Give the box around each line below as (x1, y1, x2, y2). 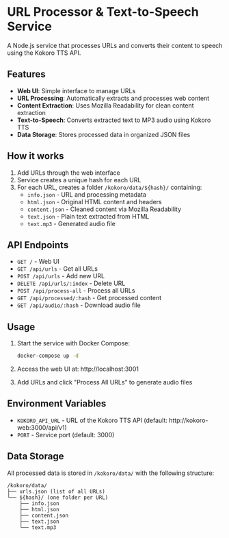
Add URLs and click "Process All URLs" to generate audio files (16, 378, 193, 387)
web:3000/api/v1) (16, 423, 67, 432)
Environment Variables (7, 398, 107, 410)
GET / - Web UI (16, 258, 59, 266)
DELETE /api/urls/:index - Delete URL (16, 279, 126, 288)
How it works (7, 150, 64, 162)
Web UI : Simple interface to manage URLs (16, 86, 136, 95)
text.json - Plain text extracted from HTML (27, 212, 150, 220)
